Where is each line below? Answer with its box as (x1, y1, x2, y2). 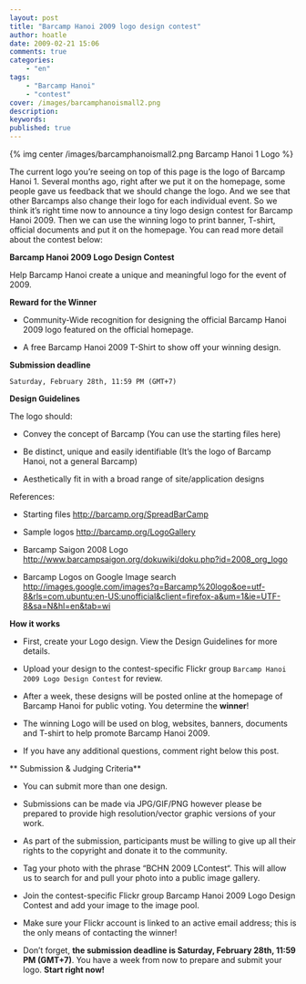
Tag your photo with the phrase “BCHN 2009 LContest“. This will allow (22, 863, 287, 874)
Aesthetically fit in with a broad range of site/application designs (22, 473, 265, 484)
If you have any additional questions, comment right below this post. (22, 745, 280, 756)
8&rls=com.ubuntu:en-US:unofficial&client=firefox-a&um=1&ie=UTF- (22, 591, 280, 602)
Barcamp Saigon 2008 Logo (22, 544, 129, 554)
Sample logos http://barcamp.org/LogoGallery (22, 526, 196, 537)
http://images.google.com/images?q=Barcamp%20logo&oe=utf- (22, 581, 266, 592)
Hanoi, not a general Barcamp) (22, 456, 138, 466)
